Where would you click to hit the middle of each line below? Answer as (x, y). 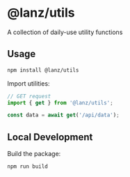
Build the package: (34, 154)
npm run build (28, 167)
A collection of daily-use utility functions (65, 32)
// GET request (29, 96)
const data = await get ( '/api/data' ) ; (63, 115)
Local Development (50, 137)
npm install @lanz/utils (43, 70)
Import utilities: (29, 83)
